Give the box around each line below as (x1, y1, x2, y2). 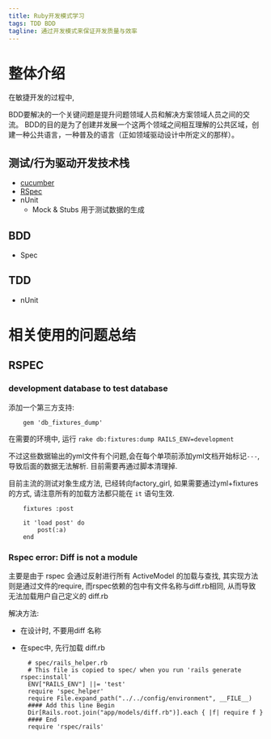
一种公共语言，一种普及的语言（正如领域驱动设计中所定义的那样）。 (15, 130, 239, 140)
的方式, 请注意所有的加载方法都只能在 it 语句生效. (8, 488, 176, 498)
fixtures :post (23, 504, 74, 512)
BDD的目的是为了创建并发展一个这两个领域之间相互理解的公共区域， (23, 120, 252, 130)
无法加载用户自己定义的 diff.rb (8, 591, 109, 601)
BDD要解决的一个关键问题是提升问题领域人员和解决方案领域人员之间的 (8, 110, 243, 120)
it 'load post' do (23, 519, 85, 527)
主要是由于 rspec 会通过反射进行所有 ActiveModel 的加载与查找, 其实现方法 (8, 571, 259, 580)
